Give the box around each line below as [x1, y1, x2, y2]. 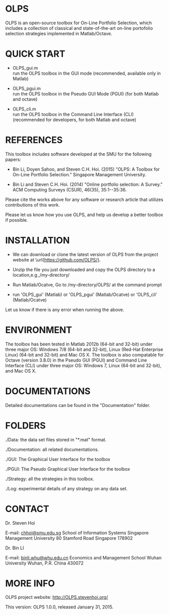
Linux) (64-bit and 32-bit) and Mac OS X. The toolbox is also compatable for [5, 351, 164, 357]
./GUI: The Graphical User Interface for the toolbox [5, 456, 110, 462]
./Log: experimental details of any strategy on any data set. [5, 485, 128, 491]
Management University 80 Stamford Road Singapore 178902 [5, 535, 133, 541]
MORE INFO [5, 578, 55, 589]
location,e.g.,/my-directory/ [12, 272, 70, 278]
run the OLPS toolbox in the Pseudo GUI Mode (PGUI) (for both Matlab [12, 90, 159, 96]
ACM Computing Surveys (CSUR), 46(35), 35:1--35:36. [12, 186, 127, 192]
